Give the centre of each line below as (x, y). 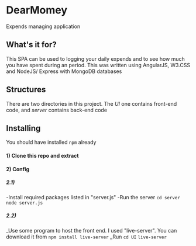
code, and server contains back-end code (56, 110)
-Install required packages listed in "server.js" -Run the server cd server (93, 197)
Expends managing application (43, 26)
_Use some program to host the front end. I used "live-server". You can (92, 230)
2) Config (18, 169)
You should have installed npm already (51, 142)
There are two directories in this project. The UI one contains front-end (92, 103)
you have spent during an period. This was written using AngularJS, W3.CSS (98, 65)
